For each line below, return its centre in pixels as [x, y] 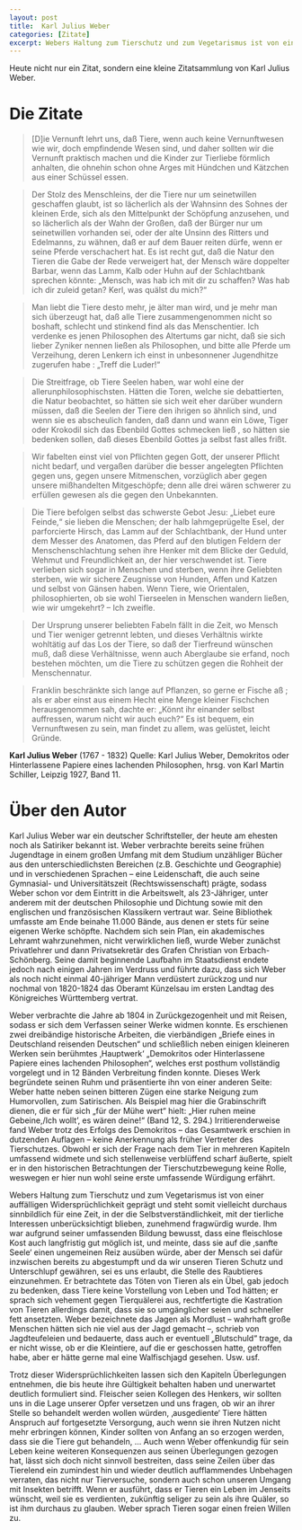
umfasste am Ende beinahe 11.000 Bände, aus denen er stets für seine [139, 922]
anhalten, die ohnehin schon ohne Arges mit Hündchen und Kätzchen [160, 168]
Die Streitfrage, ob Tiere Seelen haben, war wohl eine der [138, 382]
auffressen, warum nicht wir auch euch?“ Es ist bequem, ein [142, 719]
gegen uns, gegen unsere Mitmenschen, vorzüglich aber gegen [149, 476]
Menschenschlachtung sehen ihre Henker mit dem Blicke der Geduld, [160, 551]
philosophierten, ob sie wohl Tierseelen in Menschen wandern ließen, [160, 598]
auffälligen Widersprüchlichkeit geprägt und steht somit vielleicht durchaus [148, 1205]
